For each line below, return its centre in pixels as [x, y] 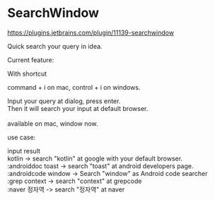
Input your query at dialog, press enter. [64, 101]
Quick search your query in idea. [55, 46]
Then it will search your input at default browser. [78, 108]
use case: [22, 137]
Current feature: [31, 60]
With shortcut [27, 73]
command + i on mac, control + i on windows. [74, 87]
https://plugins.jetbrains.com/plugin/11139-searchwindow [91, 33]
